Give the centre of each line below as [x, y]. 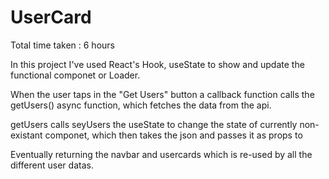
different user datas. [52, 165]
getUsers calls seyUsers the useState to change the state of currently [154, 124]
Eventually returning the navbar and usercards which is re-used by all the [161, 154]
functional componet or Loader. [75, 75]
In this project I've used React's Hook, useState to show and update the [157, 64]
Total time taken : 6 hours [62, 45]
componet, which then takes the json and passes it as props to [173, 135]
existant [26, 135]
